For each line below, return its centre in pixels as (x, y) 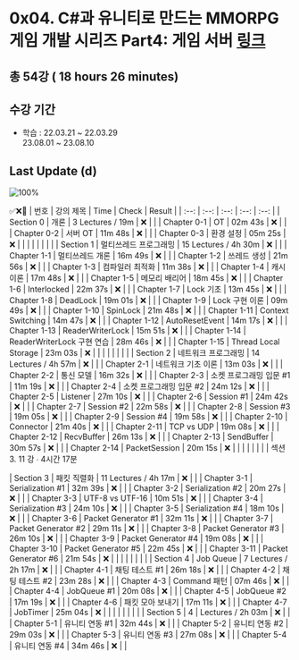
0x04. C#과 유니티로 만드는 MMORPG (144, 18)
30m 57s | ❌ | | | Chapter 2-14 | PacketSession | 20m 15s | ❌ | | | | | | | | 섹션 (147, 448)
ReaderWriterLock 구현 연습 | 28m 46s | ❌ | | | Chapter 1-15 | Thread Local (145, 342)
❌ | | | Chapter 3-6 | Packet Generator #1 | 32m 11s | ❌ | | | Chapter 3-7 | (141, 519)
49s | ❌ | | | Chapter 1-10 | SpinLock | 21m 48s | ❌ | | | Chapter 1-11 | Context (149, 310)
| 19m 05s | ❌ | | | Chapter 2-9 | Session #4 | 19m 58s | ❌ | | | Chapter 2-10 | (149, 417)
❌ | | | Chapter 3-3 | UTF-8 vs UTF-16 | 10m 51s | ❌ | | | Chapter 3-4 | (136, 498)
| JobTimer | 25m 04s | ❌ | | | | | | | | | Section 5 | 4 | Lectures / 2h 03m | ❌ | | (150, 613)
